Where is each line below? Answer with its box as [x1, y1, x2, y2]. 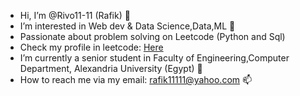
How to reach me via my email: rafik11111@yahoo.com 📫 [19, 74, 253, 85]
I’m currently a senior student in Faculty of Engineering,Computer [19, 52, 290, 64]
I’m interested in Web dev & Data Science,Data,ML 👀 [19, 20, 236, 32]
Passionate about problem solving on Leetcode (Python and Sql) [19, 31, 286, 42]
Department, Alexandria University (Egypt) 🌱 [19, 63, 203, 74]
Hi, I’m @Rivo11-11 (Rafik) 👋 [19, 10, 131, 21]
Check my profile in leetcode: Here [19, 41, 164, 53]
